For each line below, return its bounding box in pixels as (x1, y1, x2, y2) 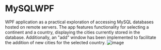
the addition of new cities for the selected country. (5, 39, 106, 45)
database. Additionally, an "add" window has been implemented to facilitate (5, 34, 157, 40)
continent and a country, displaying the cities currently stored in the (5, 29, 141, 35)
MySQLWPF (5, 3, 54, 14)
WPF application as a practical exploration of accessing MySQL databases (5, 19, 154, 25)
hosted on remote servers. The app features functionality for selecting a (5, 24, 149, 30)
